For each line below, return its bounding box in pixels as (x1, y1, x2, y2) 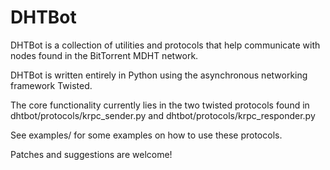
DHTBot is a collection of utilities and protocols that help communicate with (10, 39, 321, 51)
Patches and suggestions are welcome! (10, 148, 173, 160)
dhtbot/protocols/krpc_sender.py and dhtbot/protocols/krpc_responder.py (10, 109, 316, 121)
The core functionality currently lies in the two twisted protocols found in (10, 99, 310, 111)
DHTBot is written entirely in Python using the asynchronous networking (10, 69, 308, 81)
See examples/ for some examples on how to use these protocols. (10, 129, 283, 141)
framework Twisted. (10, 79, 93, 91)
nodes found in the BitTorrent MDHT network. (10, 49, 199, 61)
